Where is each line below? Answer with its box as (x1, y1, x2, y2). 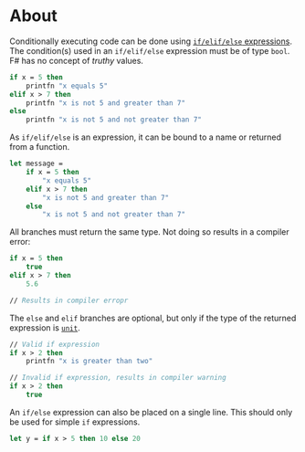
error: (9, 237, 31, 247)
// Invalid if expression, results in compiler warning (9, 373, 226, 383)
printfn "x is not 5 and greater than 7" (26, 98, 185, 108)
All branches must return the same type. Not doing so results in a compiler (9, 226, 289, 237)
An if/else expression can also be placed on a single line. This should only (9, 406, 293, 417)
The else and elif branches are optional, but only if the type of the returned (9, 312, 297, 323)
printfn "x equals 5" (26, 81, 108, 90)
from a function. (9, 142, 70, 152)
